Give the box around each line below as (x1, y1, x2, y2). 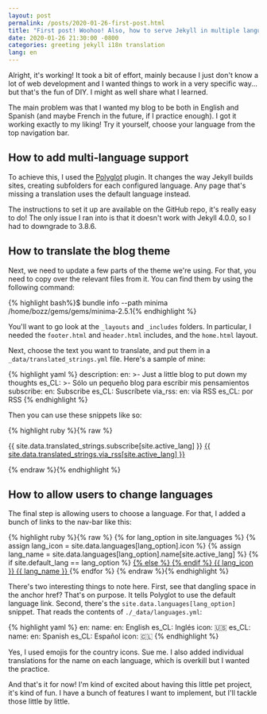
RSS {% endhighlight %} (8, 394, 88, 404)
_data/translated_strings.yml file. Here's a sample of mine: (8, 354, 206, 363)
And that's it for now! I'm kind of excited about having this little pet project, (8, 680, 253, 689)
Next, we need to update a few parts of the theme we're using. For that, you (8, 266, 257, 275)
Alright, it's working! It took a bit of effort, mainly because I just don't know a (8, 71, 259, 80)
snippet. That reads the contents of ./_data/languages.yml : (8, 607, 203, 617)
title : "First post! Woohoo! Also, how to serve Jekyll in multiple (8, 26, 240, 34)
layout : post (8, 11, 52, 20)
